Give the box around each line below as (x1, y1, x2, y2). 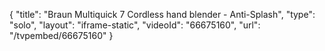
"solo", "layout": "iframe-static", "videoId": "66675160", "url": (9, 19, 261, 31)
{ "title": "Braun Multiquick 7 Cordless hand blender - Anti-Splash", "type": (9, 9, 316, 20)
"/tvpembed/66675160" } (9, 30, 114, 41)
